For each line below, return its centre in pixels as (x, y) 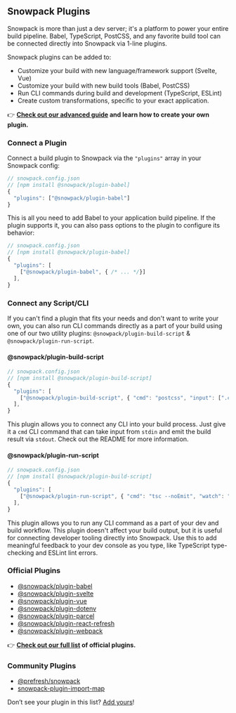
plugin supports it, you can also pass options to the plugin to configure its (113, 225)
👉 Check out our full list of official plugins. (72, 645)
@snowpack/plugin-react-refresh (66, 623)
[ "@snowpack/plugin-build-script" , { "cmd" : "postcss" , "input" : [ (120, 398)
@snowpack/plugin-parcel (56, 616)
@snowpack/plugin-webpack (60, 631)
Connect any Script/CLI (48, 303)
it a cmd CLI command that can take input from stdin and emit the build (109, 432)
